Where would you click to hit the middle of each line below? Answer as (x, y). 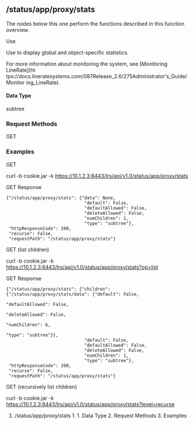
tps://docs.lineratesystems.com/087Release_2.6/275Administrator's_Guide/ (97, 76)
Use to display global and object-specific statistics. (68, 53)
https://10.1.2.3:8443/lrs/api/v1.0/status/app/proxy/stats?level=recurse (90, 404)
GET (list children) (28, 249)
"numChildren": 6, (28, 325)
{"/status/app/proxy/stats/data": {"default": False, (73, 294)
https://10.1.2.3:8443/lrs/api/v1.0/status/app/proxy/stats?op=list (82, 267)
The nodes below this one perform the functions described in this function (95, 23)
